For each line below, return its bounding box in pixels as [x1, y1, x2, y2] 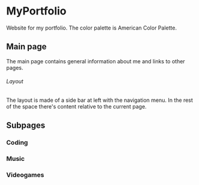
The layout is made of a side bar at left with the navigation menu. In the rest [6, 96, 194, 104]
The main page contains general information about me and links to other [6, 57, 185, 64]
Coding [6, 139, 28, 147]
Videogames [6, 171, 44, 179]
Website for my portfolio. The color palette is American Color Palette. [6, 24, 177, 31]
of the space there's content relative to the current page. [6, 102, 147, 110]
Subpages [6, 121, 46, 131]
